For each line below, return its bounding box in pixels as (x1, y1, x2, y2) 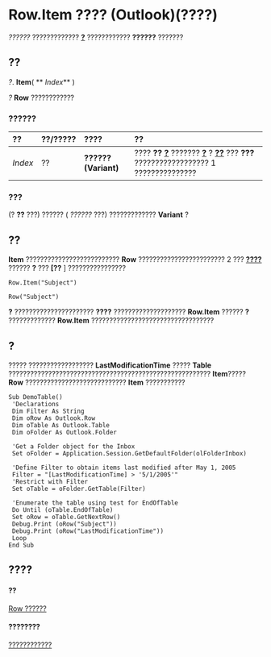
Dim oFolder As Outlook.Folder (11, 428, 117, 436)
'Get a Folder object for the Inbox (11, 442, 135, 451)
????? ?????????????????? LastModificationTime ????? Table (8, 360, 212, 370)
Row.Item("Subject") (8, 279, 78, 287)
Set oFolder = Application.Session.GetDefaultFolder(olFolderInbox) (11, 449, 248, 457)
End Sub (8, 541, 35, 549)
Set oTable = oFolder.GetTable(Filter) (11, 484, 147, 493)
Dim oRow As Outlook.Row (11, 414, 95, 422)
